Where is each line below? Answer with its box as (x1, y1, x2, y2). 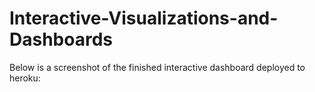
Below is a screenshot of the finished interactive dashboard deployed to (9, 61, 306, 73)
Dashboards (9, 28, 113, 51)
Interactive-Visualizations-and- (9, 7, 279, 30)
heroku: (9, 72, 41, 84)
